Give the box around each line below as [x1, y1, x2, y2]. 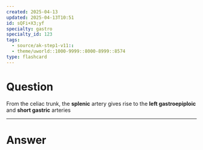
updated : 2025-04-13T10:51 [6, 15, 74, 21]
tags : [6, 37, 20, 43]
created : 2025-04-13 [6, 8, 59, 15]
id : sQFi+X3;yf [6, 20, 45, 26]
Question [6, 80, 53, 94]
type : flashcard [6, 54, 47, 60]
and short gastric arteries [6, 106, 71, 114]
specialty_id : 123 [6, 31, 53, 37]
